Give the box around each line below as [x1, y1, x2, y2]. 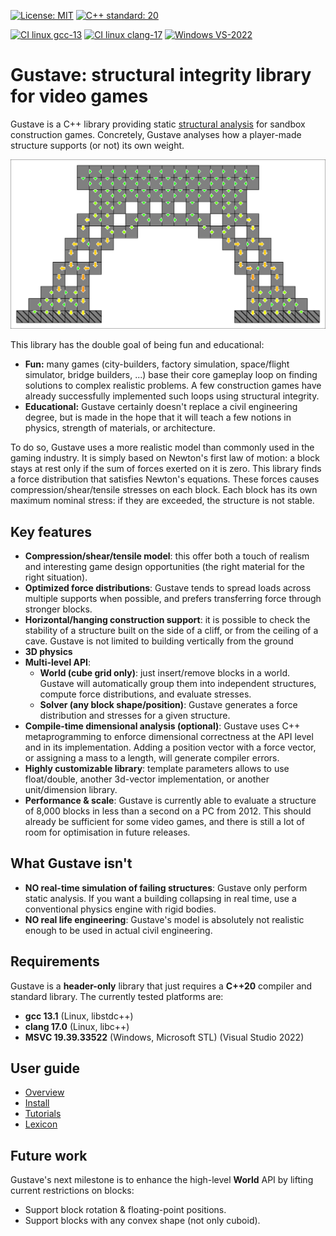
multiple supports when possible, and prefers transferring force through [24, 592, 322, 604]
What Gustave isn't [10, 855, 133, 872]
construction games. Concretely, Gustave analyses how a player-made [10, 128, 302, 140]
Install [24, 1097, 50, 1109]
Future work [10, 1147, 88, 1164]
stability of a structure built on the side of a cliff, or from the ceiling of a [24, 624, 319, 636]
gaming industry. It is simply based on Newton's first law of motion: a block [10, 452, 320, 464]
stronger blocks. [24, 603, 93, 615]
